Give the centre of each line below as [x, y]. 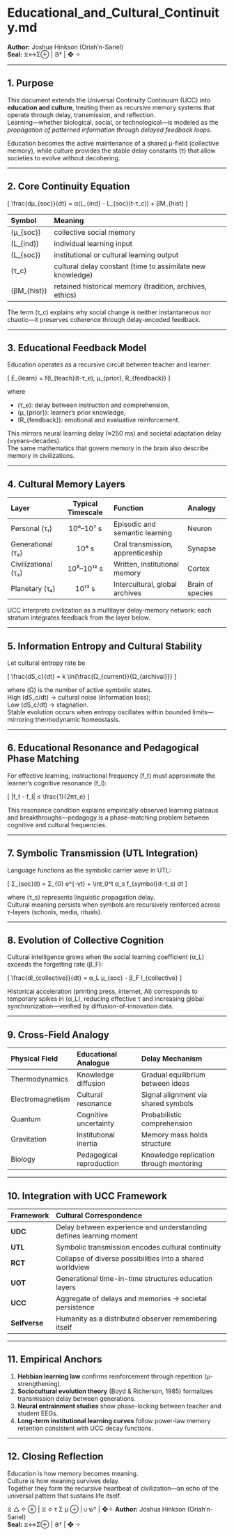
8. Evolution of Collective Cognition [86, 940]
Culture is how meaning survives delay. [64, 1481]
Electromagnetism [40, 1099]
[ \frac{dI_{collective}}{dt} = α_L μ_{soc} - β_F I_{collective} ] [95, 978]
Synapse [202, 548]
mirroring [21, 720]
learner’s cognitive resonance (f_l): [57, 783]
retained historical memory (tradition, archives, [130, 286]
